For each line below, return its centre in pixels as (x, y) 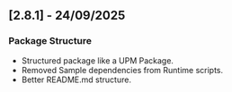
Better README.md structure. (76, 79)
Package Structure (50, 41)
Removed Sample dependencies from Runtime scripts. (122, 70)
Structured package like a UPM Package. (98, 60)
